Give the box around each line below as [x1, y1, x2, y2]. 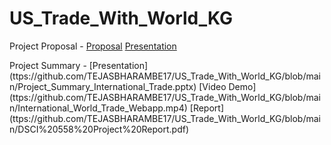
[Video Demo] [198, 80, 257, 92]
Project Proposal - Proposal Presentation [9, 40, 177, 52]
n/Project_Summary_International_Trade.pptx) [9, 80, 197, 92]
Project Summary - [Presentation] [9, 59, 149, 71]
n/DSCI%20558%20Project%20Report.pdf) [9, 123, 189, 135]
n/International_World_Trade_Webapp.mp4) [9, 102, 188, 114]
